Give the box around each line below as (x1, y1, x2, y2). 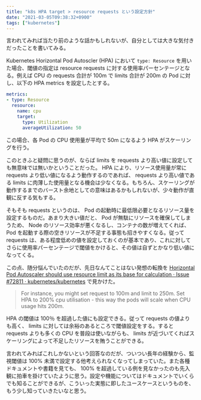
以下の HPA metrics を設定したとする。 (16, 79, 113, 87)
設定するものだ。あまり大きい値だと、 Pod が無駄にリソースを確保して (6, 214, 181, 221)
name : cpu (17, 108, 42, 114)
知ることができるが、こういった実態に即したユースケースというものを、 (16, 380, 194, 387)
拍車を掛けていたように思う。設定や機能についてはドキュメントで (16, 372, 179, 379)
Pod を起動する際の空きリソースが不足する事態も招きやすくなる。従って (6, 229, 185, 236)
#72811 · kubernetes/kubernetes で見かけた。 (6, 278, 118, 285)
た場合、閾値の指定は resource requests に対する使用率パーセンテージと (6, 64, 185, 72)
